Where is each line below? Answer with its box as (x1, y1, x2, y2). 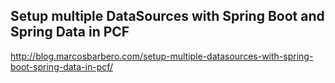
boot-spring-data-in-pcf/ (10, 60, 114, 73)
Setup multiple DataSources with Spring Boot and (10, 8, 325, 25)
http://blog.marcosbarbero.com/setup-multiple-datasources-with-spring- (10, 50, 314, 62)
